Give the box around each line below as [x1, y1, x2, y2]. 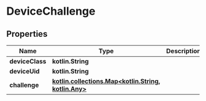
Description [166, 47, 201, 55]
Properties [6, 29, 48, 39]
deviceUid [9, 67, 40, 75]
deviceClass [9, 57, 47, 65]
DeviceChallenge [6, 4, 96, 18]
